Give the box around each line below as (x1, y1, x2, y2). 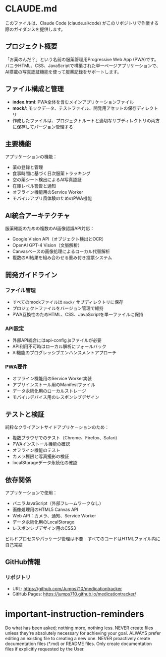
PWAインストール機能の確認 (12, 441, 70, 447)
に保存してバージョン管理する (12, 124, 73, 130)
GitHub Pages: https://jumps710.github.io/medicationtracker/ (12, 591, 136, 597)
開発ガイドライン (5, 270, 57, 279)
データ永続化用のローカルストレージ (12, 388, 87, 394)
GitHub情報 (5, 558, 41, 567)
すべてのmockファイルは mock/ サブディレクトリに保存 (12, 299, 124, 305)
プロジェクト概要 (5, 42, 57, 51)
